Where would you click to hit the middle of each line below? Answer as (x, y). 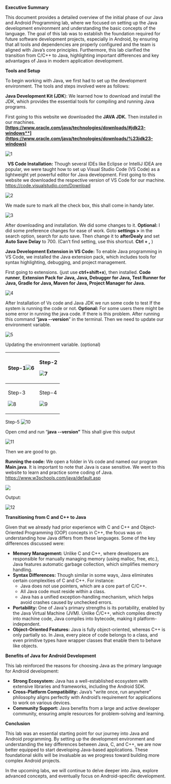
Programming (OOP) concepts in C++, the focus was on (83, 532)
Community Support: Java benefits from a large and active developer (86, 708)
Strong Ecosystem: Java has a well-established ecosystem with (80, 681)
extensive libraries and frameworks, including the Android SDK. (79, 686)
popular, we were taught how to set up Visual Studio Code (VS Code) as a (83, 169)
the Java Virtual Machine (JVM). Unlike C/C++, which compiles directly (87, 613)
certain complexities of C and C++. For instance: (63, 581)
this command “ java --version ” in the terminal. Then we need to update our (84, 319)
